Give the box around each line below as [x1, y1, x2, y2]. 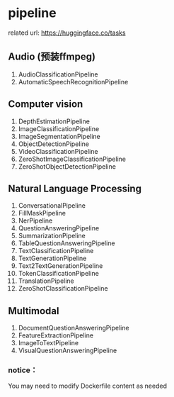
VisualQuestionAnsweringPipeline [18, 346, 117, 355]
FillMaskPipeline [18, 209, 66, 218]
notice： [8, 365, 38, 375]
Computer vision [8, 98, 83, 111]
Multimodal [8, 305, 59, 317]
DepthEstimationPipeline [18, 117, 91, 125]
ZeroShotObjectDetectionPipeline [18, 162, 116, 171]
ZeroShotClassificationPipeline [18, 284, 108, 293]
